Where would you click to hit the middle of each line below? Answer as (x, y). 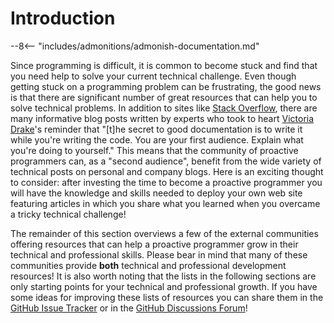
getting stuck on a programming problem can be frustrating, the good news (166, 86)
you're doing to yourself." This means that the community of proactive (154, 150)
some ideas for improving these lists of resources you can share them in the (167, 297)
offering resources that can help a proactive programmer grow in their (154, 244)
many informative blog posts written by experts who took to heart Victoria (162, 118)
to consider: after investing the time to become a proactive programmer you (166, 182)
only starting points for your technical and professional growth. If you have (164, 286)
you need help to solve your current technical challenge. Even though (153, 76)
